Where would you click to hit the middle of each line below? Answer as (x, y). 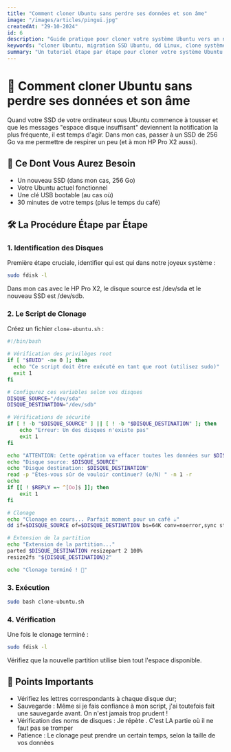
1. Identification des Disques (55, 248)
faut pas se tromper (45, 728)
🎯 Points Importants (51, 682)
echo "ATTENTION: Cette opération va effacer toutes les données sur (109, 455)
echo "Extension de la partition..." (61, 545)
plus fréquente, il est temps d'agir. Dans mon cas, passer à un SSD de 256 (112, 135)
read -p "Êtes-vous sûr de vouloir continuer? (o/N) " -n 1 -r (100, 475)
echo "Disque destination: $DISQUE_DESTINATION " (78, 468)
